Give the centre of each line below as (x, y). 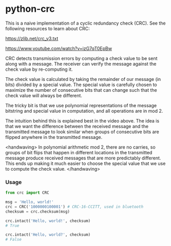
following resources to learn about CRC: (47, 28)
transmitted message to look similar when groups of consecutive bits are (82, 132)
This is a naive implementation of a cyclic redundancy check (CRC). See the (85, 23)
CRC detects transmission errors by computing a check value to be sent (81, 58)
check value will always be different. (44, 95)
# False (14, 240)
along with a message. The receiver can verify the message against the (81, 64)
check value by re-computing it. (39, 69)
